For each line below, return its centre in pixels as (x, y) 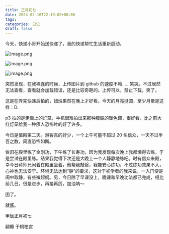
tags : (11, 19)
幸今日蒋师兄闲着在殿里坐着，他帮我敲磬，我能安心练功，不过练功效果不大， (84, 165)
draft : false (19, 29)
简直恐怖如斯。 (38, 142)
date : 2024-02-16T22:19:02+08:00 (40, 15)
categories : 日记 (23, 24)
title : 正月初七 (21, 10)
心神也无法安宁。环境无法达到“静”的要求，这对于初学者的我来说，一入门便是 (84, 171)
